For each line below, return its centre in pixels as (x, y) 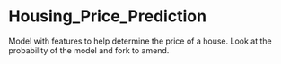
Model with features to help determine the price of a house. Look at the (140, 41)
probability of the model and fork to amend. (89, 50)
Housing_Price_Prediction (108, 16)
